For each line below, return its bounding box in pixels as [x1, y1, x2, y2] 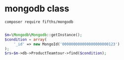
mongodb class [4, 3, 70, 14]
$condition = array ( [4, 37, 47, 42]
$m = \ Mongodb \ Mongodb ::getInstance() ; [4, 32, 83, 37]
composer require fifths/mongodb [4, 19, 74, 24]
